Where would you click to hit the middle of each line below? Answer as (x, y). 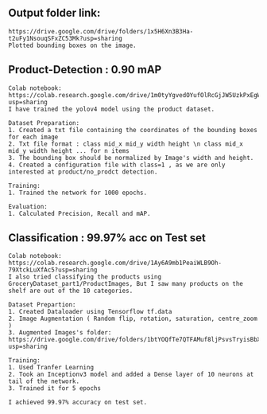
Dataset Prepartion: (43, 305)
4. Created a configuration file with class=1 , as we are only (117, 165)
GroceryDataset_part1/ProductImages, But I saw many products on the (126, 284)
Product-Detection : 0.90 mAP (85, 70)
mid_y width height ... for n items (69, 150)
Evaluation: (28, 206)
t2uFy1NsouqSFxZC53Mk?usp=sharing (66, 38)
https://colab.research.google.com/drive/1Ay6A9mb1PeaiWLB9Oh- (115, 263)
